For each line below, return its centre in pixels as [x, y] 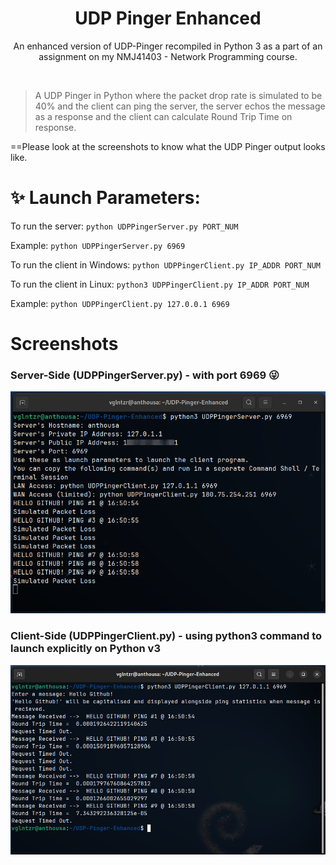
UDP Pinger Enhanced [168, 18]
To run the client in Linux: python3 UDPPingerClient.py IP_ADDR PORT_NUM [160, 284]
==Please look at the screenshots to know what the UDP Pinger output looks [168, 146]
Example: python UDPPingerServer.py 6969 [98, 245]
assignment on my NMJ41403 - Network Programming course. [168, 56]
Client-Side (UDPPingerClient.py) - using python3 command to [166, 636]
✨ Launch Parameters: [105, 198]
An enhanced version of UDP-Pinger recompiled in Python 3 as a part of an [168, 46]
